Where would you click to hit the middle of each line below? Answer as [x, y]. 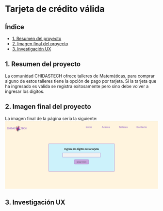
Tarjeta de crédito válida [55, 9]
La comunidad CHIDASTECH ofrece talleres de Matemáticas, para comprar [80, 76]
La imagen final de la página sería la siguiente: [51, 118]
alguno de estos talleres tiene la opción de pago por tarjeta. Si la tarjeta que [81, 81]
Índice [15, 27]
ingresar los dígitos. [25, 91]
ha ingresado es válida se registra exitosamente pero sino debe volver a [77, 86]
